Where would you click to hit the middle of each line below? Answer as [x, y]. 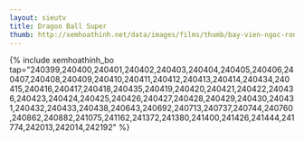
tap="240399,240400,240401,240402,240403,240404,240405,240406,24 [152, 70]
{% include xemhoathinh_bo [62, 61]
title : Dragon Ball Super [58, 26]
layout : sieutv [38, 18]
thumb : [22, 34]
